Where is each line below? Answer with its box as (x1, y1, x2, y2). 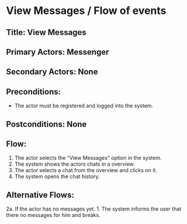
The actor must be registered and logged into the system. (14, 102, 154, 109)
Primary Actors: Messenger (6, 47, 109, 57)
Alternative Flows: (6, 190, 74, 199)
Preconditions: (6, 86, 61, 97)
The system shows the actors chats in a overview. (14, 160, 135, 167)
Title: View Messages (6, 27, 86, 37)
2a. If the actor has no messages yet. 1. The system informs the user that (6, 205, 182, 212)
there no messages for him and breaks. (6, 212, 101, 219)
